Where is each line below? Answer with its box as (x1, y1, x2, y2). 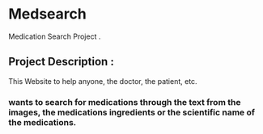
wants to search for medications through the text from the (8, 96, 241, 107)
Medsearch (8, 5, 87, 23)
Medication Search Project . (8, 31, 101, 41)
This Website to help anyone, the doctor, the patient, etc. (8, 76, 197, 86)
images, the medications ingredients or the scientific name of (8, 107, 256, 118)
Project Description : (8, 55, 115, 69)
